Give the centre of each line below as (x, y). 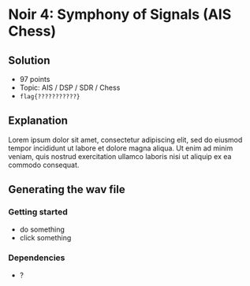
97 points (35, 79)
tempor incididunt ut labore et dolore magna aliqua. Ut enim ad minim (121, 148)
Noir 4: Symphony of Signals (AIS (120, 15)
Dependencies (37, 258)
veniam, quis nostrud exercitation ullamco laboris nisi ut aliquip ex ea (120, 156)
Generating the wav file (67, 189)
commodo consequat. (44, 165)
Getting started (38, 212)
